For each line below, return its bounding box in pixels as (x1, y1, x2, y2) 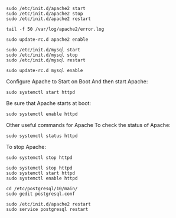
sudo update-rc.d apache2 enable (6, 37, 89, 43)
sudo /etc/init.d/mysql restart (6, 57, 86, 63)
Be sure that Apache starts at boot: (6, 100, 92, 106)
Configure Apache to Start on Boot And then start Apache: (6, 78, 148, 85)
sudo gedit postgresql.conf (6, 191, 76, 197)
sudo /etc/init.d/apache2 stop (6, 11, 83, 17)
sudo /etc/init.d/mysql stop (6, 52, 78, 58)
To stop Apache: (6, 144, 46, 150)
